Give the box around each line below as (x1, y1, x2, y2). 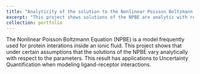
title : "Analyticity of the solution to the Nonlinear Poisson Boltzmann (6, 8, 193, 15)
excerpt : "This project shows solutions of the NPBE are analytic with (6, 14, 187, 20)
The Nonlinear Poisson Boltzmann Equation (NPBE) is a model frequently (6, 36, 185, 43)
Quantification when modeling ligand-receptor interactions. (6, 61, 152, 68)
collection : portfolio (6, 20, 62, 25)
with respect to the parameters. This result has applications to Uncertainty (6, 54, 189, 62)
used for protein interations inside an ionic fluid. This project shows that (6, 42, 182, 49)
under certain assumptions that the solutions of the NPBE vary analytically (6, 49, 189, 56)
